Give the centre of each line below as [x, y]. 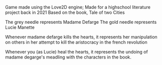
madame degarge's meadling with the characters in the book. [68, 57]
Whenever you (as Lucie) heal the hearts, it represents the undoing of [77, 52]
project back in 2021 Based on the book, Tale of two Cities [65, 12]
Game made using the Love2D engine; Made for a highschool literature [78, 7]
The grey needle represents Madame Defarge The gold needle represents [81, 22]
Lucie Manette [20, 27]
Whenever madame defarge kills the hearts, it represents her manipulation [81, 37]
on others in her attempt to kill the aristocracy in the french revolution [76, 42]
